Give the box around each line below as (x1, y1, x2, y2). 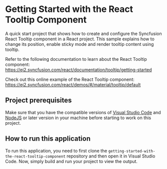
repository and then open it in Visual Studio (66, 153, 156, 159)
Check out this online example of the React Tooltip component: (5, 76, 135, 82)
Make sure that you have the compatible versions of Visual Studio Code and (5, 109, 161, 115)
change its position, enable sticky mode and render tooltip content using (5, 41, 154, 47)
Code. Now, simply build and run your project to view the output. (5, 158, 138, 164)
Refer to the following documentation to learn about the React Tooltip (5, 56, 147, 62)
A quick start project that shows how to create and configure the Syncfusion (5, 30, 162, 36)
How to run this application (5, 135, 91, 143)
